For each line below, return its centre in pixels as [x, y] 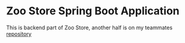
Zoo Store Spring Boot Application [93, 11]
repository [19, 33]
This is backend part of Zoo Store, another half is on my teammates [89, 27]
